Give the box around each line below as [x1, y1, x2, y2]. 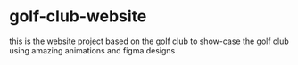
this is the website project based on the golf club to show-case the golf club [9, 36, 290, 46]
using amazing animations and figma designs [9, 45, 176, 55]
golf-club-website [9, 6, 147, 27]
